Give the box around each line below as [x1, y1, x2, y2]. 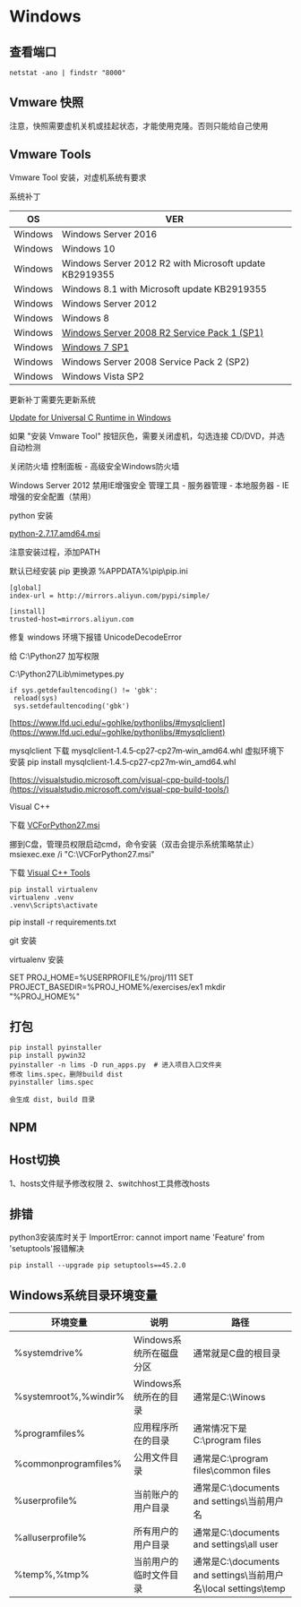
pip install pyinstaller [9, 1044, 102, 1053]
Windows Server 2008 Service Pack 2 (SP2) [61, 356, 250, 368]
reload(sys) [13, 693, 58, 702]
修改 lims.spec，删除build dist [9, 1070, 124, 1079]
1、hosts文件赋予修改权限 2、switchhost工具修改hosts [9, 1178, 211, 1189]
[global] [9, 583, 42, 592]
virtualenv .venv [9, 893, 74, 902]
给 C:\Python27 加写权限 [9, 650, 100, 661]
